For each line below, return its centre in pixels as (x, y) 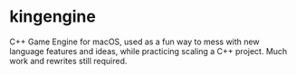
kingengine (53, 17)
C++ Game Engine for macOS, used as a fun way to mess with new (134, 42)
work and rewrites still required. (68, 61)
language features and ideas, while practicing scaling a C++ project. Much (148, 51)
